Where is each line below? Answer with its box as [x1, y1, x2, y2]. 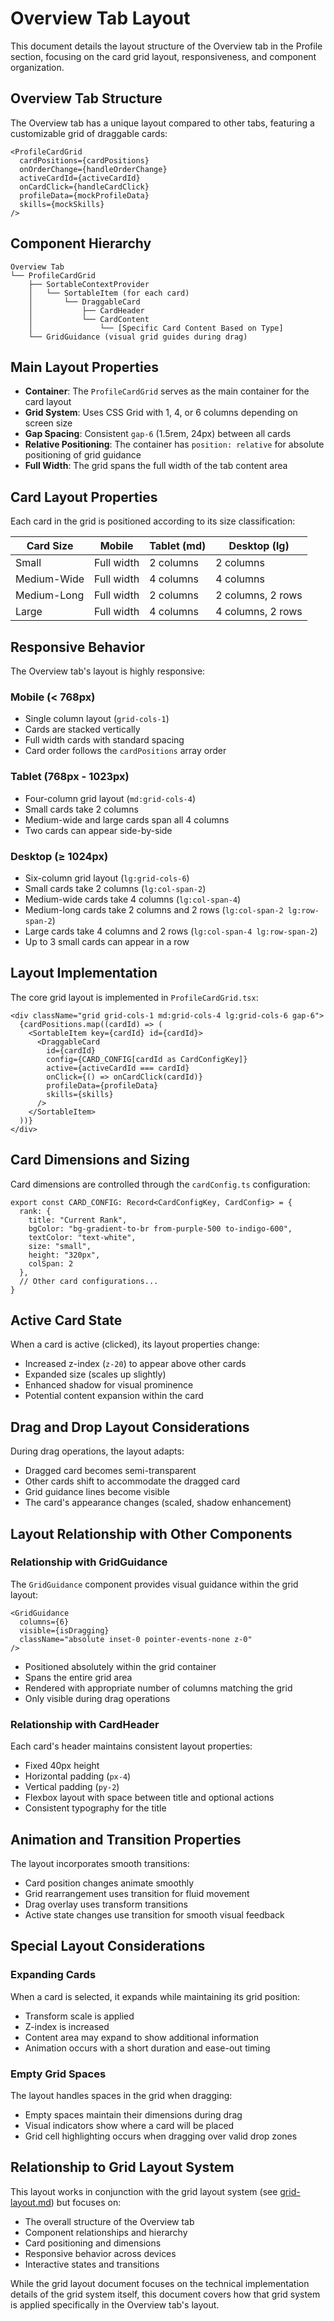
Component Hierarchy [10, 235, 152, 252]
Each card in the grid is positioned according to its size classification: [10, 515, 296, 527]
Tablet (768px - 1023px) [10, 770, 130, 784]
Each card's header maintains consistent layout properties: [10, 1740, 253, 1752]
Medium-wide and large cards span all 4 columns [24, 813, 230, 826]
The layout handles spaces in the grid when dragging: [10, 2089, 233, 2101]
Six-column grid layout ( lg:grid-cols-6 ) [24, 872, 190, 884]
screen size [24, 417, 73, 429]
